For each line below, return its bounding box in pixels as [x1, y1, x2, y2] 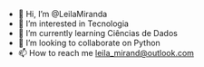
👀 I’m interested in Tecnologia [17, 18, 130, 29]
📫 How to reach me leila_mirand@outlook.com [17, 48, 195, 58]
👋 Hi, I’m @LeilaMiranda [17, 9, 108, 19]
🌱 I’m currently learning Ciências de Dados [17, 28, 179, 38]
